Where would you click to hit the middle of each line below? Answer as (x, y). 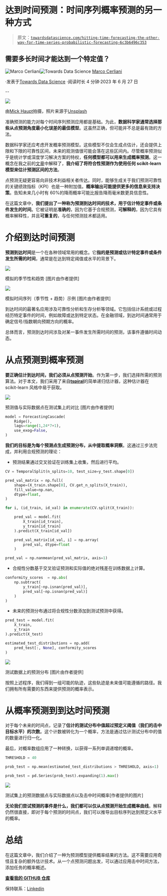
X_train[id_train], (43, 522)
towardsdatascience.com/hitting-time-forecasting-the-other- (95, 38)
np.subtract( (28, 582)
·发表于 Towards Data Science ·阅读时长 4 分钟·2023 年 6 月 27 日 (72, 81)
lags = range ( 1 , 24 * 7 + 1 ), (38, 426)
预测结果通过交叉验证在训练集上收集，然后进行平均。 (67, 462)
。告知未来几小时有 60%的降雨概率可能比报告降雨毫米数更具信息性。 (81, 193)
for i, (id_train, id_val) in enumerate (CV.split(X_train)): (70, 508)
